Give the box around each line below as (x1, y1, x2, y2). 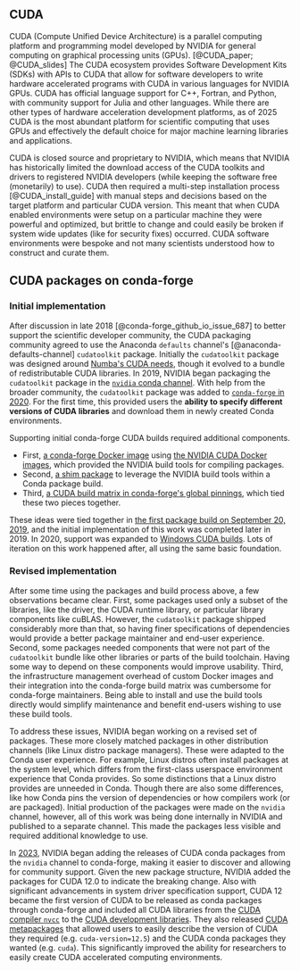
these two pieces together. (21, 497, 121, 508)
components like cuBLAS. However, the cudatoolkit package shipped (9, 613, 266, 624)
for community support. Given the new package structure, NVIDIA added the (9, 866, 291, 877)
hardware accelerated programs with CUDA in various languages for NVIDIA (9, 78, 290, 88)
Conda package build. (21, 477, 104, 489)
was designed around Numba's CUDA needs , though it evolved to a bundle (9, 358, 286, 369)
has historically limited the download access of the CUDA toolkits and (9, 162, 265, 172)
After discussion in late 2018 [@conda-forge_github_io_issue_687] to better (9, 320, 286, 331)
